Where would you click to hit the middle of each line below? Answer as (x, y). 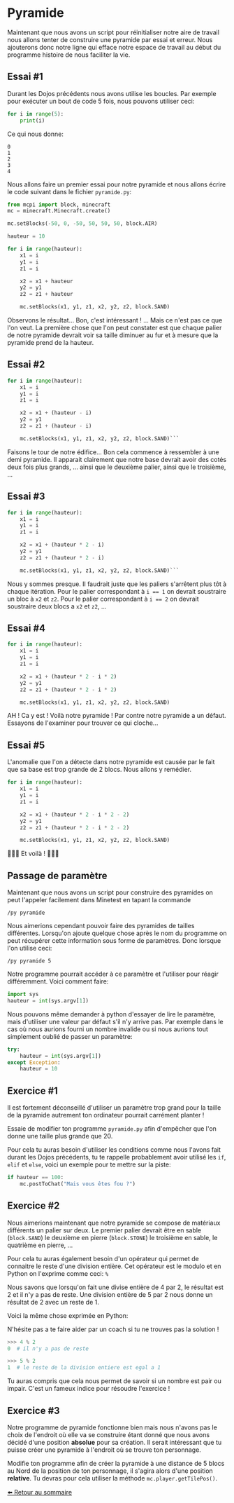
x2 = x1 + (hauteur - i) (56, 413)
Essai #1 (25, 77)
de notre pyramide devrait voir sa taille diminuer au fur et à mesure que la (113, 335)
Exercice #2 (34, 1206)
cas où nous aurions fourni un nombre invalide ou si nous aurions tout (108, 1029)
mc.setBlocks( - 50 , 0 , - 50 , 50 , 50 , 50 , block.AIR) (82, 224)
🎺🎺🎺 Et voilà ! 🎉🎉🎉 (33, 854)
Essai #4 (26, 628)
